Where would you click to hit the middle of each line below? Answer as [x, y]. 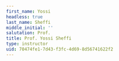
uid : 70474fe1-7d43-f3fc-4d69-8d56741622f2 [60, 49]
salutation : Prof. [28, 33]
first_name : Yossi [28, 11]
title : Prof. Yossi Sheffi [39, 38]
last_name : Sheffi [28, 22]
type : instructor [27, 44]
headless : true [24, 17]
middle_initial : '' [30, 28]
